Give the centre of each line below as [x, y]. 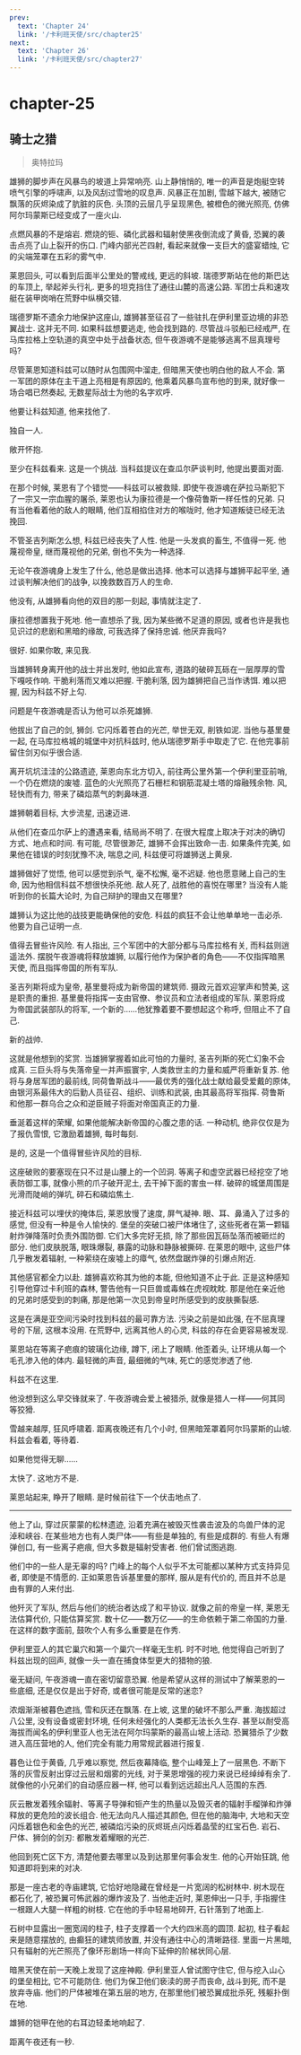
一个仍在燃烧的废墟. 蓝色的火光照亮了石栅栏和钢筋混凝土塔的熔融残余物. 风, [148, 783]
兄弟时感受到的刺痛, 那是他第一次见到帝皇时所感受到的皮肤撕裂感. [138, 1299]
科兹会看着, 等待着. [44, 1440]
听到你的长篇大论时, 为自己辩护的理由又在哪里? [96, 896]
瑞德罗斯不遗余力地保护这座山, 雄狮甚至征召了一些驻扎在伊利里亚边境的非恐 [149, 317]
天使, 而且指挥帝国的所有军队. [64, 967]
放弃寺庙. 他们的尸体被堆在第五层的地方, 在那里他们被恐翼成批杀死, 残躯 [142, 1992]
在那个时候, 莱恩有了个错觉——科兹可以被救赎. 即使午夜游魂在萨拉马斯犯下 [147, 487]
